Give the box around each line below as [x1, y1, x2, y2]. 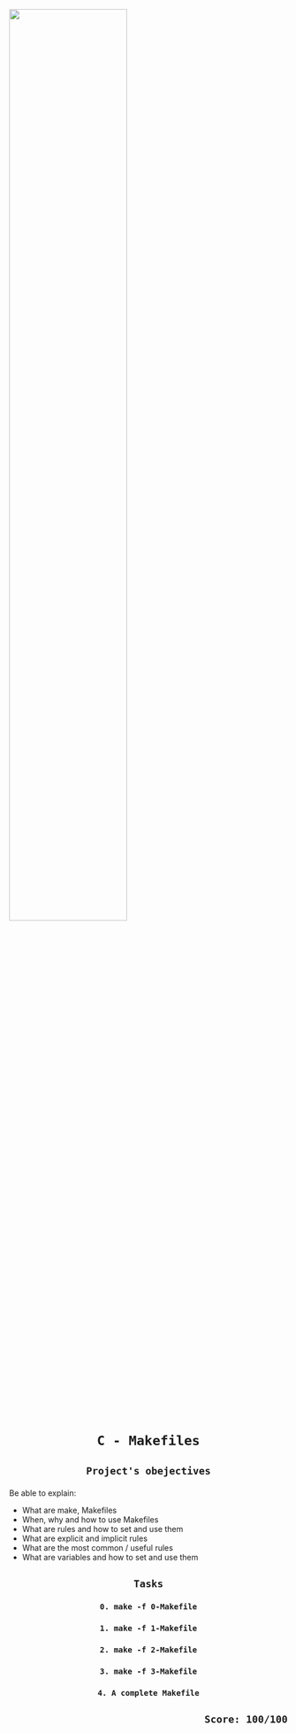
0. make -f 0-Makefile [100, 1601, 197, 1612]
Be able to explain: [9, 1487, 77, 1498]
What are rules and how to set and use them [21, 1523, 184, 1534]
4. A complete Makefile [96, 1688, 201, 1698]
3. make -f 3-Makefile [100, 1666, 197, 1676]
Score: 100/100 [204, 1713, 288, 1725]
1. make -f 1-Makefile [100, 1623, 197, 1633]
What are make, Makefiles [21, 1505, 118, 1515]
